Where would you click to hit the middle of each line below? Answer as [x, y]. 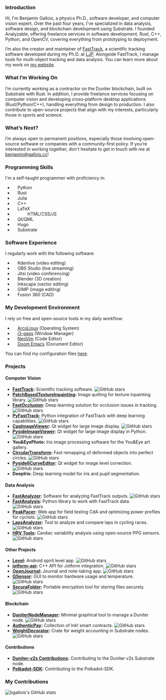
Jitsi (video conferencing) [44, 274]
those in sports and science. [34, 115]
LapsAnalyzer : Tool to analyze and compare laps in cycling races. [80, 522]
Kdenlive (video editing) [41, 263]
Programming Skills [29, 167]
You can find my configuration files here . [47, 353]
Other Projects [21, 550]
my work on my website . [30, 65]
